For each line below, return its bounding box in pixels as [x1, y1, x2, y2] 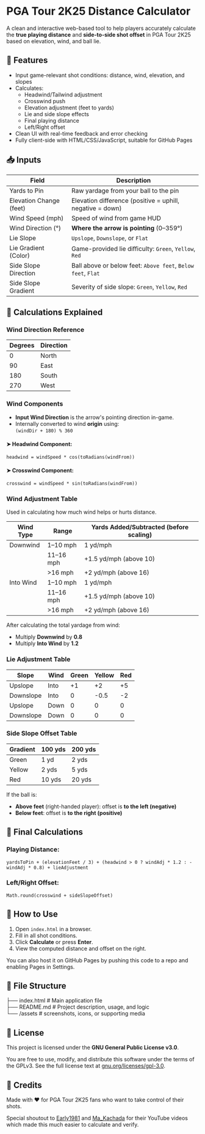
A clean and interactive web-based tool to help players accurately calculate [6, 24, 196, 32]
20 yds [71, 775, 92, 783]
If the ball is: [6, 791, 37, 798]
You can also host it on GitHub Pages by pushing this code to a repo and [6, 956, 189, 964]
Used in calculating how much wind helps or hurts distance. [6, 508, 157, 516]
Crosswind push [24, 97, 66, 104]
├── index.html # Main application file [6, 997, 103, 1004]
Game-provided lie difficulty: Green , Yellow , [71, 244, 196, 253]
